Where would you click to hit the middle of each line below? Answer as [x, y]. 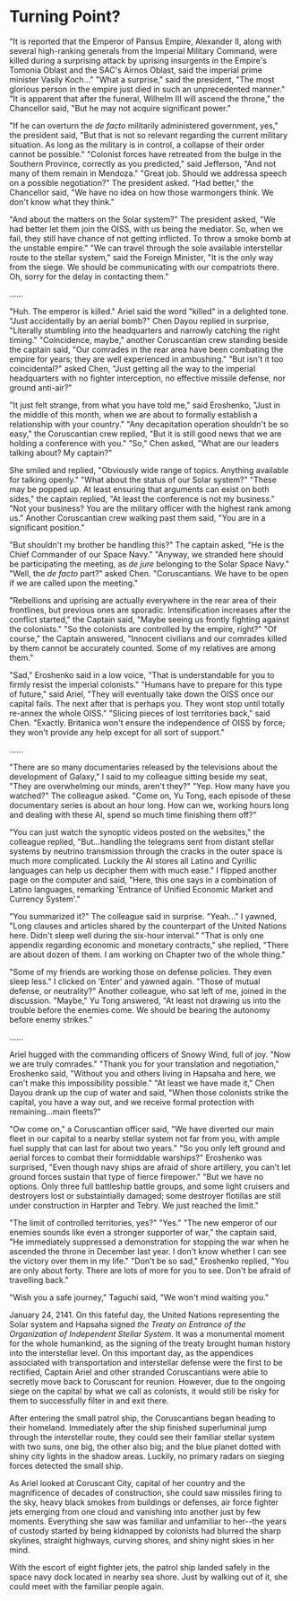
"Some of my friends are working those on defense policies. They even [141, 972]
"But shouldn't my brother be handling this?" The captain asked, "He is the [147, 544]
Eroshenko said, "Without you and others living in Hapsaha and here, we [142, 1073]
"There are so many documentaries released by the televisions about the [144, 767]
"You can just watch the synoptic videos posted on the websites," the [137, 831]
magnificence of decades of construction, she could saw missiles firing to [146, 1492]
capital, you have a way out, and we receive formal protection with [132, 1102]
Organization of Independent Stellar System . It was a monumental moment [147, 1333]
